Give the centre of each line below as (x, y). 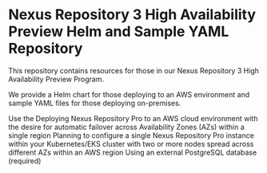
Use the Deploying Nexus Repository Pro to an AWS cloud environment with (133, 118)
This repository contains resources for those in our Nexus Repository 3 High (134, 70)
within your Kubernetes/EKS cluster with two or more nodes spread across (131, 144)
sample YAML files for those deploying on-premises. (95, 103)
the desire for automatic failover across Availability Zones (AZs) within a (127, 127)
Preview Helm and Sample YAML (119, 31)
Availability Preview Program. (56, 79)
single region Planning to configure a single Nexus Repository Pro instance (131, 135)
